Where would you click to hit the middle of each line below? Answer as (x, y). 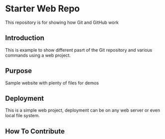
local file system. (22, 116)
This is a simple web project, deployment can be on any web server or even (83, 110)
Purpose (19, 71)
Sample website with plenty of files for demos (52, 83)
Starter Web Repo (42, 9)
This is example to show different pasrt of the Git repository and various (79, 50)
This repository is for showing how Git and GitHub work (62, 22)
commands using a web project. (38, 55)
